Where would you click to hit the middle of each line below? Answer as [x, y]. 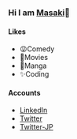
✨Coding [34, 74]
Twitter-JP [36, 127]
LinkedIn [33, 111]
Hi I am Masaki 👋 [39, 13]
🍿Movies [34, 58]
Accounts [24, 92]
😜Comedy [37, 49]
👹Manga [33, 66]
